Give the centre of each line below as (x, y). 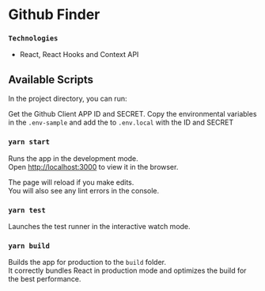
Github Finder (54, 15)
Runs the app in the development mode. (73, 158)
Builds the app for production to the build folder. (87, 262)
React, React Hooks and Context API (79, 55)
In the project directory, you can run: (68, 99)
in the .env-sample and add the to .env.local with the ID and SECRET (121, 123)
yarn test (27, 210)
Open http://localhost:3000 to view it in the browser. (93, 167)
